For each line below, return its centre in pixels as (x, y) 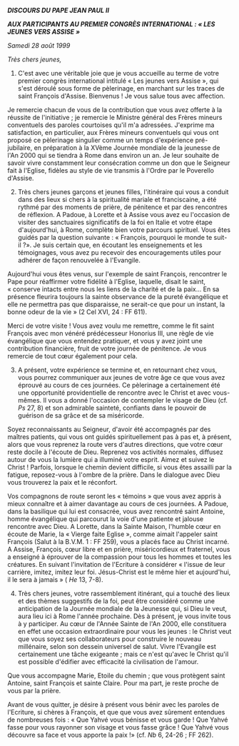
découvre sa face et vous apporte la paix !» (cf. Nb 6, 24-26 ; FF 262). (111, 735)
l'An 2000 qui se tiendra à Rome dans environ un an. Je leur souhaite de (113, 155)
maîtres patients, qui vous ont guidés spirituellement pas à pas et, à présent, (119, 437)
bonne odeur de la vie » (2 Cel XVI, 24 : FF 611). (77, 312)
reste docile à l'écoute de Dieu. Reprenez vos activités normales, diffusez (115, 452)
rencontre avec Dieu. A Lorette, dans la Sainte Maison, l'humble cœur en (114, 526)
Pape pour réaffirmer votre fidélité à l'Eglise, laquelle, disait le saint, (106, 282)
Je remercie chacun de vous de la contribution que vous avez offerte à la (115, 110)
